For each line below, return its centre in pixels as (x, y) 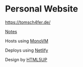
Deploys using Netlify (27, 50)
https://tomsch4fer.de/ (28, 22)
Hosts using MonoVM (27, 41)
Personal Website (41, 9)
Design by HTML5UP (26, 59)
